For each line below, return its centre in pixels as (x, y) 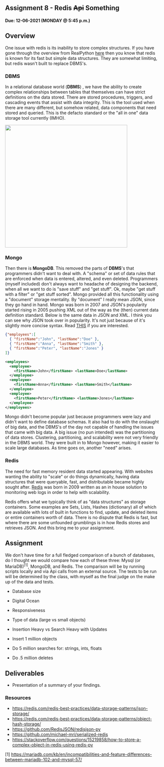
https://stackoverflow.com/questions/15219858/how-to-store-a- (77, 740)
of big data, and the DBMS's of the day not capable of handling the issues (79, 427)
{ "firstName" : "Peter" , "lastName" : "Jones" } (57, 348)
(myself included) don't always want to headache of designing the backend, (82, 284)
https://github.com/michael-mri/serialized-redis (60, 735)
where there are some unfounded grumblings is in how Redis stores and (77, 522)
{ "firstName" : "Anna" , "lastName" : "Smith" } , (57, 344)
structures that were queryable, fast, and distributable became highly (75, 482)
